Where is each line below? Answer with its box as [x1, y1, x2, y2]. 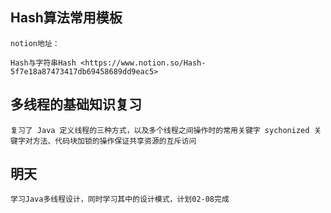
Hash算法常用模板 [10, 9, 123, 27]
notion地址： [10, 38, 60, 48]
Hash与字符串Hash [10, 58, 77, 68]
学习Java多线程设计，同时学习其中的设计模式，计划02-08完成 [10, 194, 230, 205]
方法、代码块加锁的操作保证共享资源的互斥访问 [32, 136, 197, 146]
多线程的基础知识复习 [10, 96, 142, 113]
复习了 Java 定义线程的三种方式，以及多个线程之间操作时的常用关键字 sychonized [10, 125, 310, 135]
